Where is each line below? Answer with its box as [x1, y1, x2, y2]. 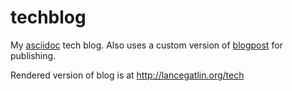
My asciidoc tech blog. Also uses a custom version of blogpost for [10, 39, 283, 51]
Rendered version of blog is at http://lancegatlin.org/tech [10, 69, 245, 81]
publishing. [10, 49, 57, 61]
